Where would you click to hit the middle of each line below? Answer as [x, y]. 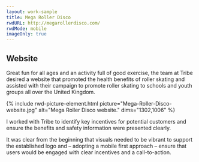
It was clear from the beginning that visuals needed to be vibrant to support [99, 139]
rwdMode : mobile [26, 28]
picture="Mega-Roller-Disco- [136, 103]
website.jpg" [22, 110]
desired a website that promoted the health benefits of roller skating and [96, 79]
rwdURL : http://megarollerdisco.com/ [53, 23]
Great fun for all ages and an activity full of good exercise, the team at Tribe [99, 73]
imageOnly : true [26, 34]
